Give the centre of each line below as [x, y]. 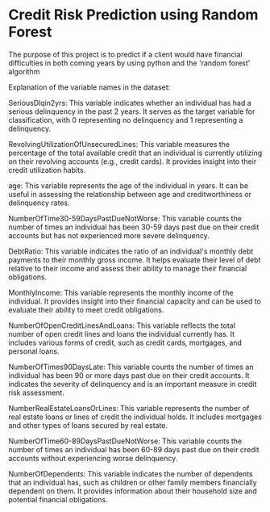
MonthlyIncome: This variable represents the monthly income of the [121, 292]
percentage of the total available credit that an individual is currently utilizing [135, 153]
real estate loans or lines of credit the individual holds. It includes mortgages [135, 417]
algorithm [24, 71]
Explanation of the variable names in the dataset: [89, 87]
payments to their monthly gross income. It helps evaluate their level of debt [135, 259]
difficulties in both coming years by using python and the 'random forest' [129, 63]
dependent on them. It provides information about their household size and [133, 491]
